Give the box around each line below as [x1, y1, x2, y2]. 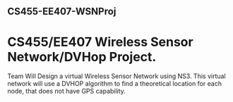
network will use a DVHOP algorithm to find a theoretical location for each [7, 79, 222, 88]
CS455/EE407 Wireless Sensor [7, 34, 193, 50]
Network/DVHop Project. [7, 49, 157, 65]
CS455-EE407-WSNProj [7, 6, 116, 18]
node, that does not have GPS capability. [7, 87, 126, 96]
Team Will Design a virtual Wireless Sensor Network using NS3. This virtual [7, 72, 226, 80]
